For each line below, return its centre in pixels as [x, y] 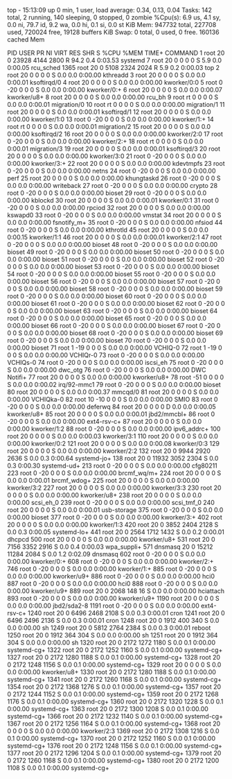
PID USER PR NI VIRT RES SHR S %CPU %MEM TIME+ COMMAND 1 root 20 [116, 53]
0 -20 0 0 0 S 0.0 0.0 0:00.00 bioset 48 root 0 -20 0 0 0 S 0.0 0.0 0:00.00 [113, 245]
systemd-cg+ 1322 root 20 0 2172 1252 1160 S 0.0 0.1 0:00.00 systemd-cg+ [115, 650]
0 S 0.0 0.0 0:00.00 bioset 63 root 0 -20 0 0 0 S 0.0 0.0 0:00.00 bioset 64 [113, 311]
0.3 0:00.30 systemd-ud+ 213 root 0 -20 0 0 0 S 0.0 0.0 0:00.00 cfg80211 [113, 465]
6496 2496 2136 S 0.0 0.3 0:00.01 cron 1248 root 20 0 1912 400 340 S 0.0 [113, 620]
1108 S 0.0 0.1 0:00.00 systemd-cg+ [58, 768]
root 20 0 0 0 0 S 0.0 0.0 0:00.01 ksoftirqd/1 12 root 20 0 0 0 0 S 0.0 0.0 [109, 112]
